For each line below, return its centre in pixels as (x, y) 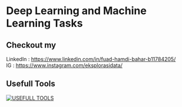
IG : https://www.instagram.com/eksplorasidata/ (64, 65)
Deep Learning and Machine (77, 11)
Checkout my (31, 45)
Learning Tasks (44, 23)
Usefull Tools (31, 84)
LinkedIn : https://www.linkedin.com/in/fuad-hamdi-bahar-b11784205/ (91, 59)
